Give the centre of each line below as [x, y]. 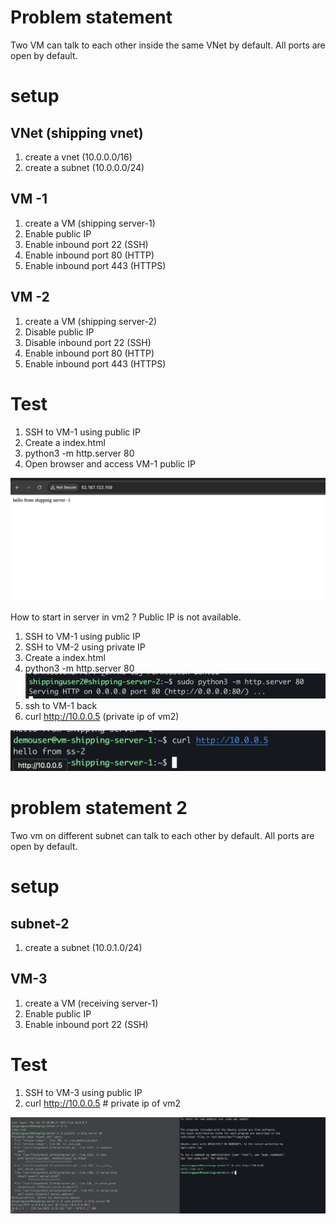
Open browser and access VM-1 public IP [110, 463]
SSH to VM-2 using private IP [85, 647]
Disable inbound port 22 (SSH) [88, 342]
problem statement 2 [99, 808]
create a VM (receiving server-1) [91, 1003]
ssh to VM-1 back [61, 706]
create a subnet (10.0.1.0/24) [83, 948]
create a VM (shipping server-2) [91, 321]
